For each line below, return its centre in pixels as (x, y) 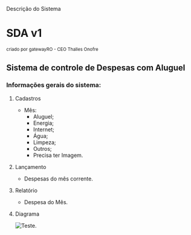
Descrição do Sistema (34, 9)
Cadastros (28, 98)
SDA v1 (24, 33)
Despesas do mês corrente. (59, 179)
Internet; (44, 129)
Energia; (44, 123)
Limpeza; (44, 142)
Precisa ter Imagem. (58, 155)
